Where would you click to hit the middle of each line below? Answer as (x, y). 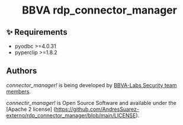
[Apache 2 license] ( (31, 109)
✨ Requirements (37, 32)
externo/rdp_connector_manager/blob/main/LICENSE (71, 115)
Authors (22, 71)
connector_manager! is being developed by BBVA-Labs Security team (91, 85)
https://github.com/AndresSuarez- (97, 109)
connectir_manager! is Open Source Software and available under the (91, 103)
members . (19, 91)
